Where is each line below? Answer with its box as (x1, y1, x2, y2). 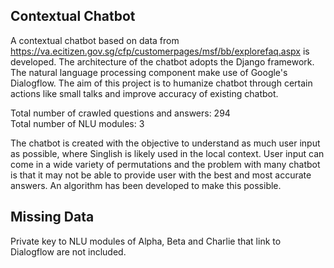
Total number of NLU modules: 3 (10, 117, 145, 129)
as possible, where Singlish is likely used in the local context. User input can (10, 147, 325, 159)
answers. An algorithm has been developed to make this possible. (10, 179, 282, 191)
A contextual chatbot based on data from (10, 34, 180, 46)
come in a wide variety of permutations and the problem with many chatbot (10, 158, 321, 170)
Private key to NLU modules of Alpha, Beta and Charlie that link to (10, 235, 282, 247)
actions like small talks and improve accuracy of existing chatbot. (10, 87, 279, 99)
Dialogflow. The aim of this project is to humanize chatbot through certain (10, 77, 313, 89)
